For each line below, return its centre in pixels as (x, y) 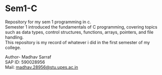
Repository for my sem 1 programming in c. (48, 22)
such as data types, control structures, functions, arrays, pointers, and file (79, 32)
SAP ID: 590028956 (25, 62)
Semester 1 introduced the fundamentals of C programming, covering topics (81, 27)
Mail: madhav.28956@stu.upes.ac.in (42, 67)
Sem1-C (21, 8)
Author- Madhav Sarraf (28, 57)
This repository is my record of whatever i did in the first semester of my (77, 42)
